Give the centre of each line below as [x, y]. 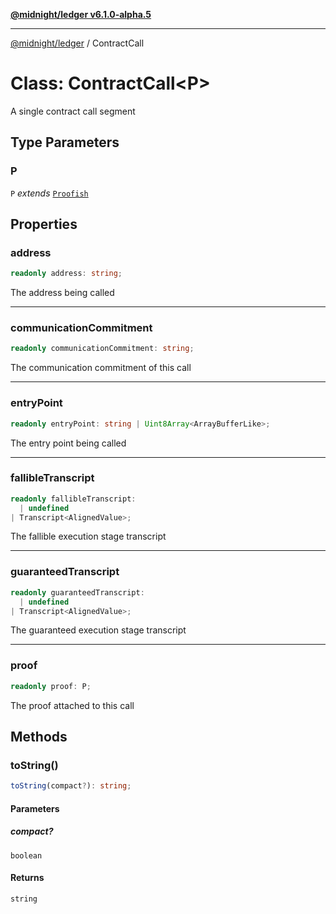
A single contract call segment [73, 111]
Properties [44, 224]
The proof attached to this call [72, 705]
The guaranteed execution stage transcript [98, 630]
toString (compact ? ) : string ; [71, 786]
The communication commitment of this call [101, 368]
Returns [27, 878]
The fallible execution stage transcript [88, 536]
